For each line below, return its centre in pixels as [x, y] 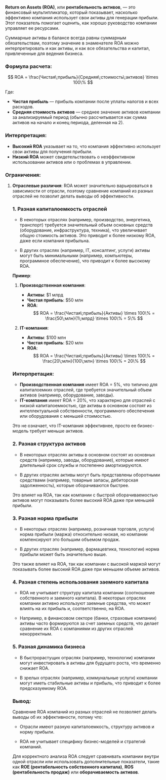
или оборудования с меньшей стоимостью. [66, 416]
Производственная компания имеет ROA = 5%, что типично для [89, 385]
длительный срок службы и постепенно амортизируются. [81, 465]
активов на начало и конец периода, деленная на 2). [68, 123]
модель [20, 431]
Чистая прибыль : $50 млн [55, 300]
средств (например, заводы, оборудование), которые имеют [84, 460]
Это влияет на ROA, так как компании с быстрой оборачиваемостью [85, 495]
